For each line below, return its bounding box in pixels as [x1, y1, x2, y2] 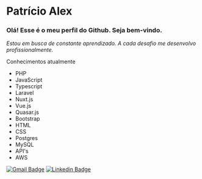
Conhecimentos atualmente [6, 58, 76, 65]
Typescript [15, 83, 43, 90]
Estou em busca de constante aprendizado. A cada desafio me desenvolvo [6, 40, 197, 47]
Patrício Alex [6, 4, 73, 18]
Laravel [15, 89, 34, 97]
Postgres [15, 135, 38, 142]
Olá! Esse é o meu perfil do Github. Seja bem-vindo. [6, 26, 163, 35]
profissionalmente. [6, 46, 54, 54]
